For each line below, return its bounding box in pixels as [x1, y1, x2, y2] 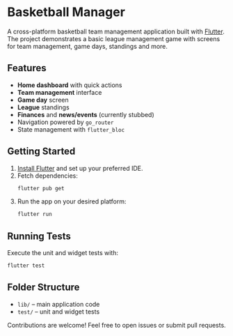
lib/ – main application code [17, 300, 100, 308]
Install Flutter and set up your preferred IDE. [17, 164, 143, 172]
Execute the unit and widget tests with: [7, 249, 118, 257]
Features [7, 62, 47, 74]
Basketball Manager [7, 4, 125, 20]
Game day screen [17, 96, 69, 104]
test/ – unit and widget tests [17, 307, 100, 316]
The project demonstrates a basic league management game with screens [7, 34, 220, 43]
